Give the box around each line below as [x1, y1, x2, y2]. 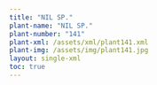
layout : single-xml [9, 54, 82, 63]
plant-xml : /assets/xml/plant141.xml [9, 37, 149, 47]
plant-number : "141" [9, 29, 86, 38]
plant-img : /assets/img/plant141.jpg [9, 46, 149, 55]
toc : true [9, 63, 46, 72]
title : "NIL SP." [9, 12, 74, 22]
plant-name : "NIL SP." [9, 21, 93, 30]
